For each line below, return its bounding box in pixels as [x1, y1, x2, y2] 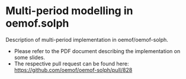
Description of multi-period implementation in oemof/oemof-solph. [5, 36, 168, 43]
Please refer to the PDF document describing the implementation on [14, 47, 181, 54]
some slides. [14, 54, 46, 61]
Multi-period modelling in [5, 4, 133, 18]
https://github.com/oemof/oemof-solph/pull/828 [14, 66, 133, 73]
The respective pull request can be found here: [14, 60, 129, 67]
